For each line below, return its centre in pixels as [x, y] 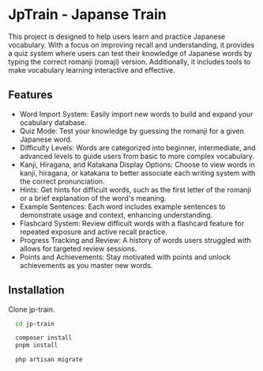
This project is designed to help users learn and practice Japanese [117, 36]
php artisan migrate [49, 360]
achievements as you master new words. [86, 265]
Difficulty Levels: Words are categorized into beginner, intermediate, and [137, 147]
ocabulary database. [53, 122]
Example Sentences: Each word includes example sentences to [122, 206]
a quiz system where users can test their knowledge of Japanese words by [130, 53]
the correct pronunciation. [62, 181]
